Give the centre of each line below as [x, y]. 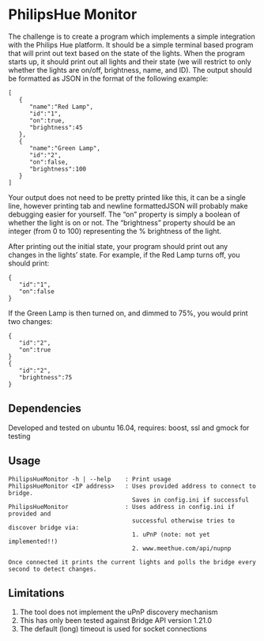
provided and [30, 514]
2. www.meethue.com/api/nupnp [181, 548]
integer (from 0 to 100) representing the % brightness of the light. [115, 231]
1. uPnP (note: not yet [171, 534]
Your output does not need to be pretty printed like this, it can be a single [127, 197]
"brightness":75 [45, 377]
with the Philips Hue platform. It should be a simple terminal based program [131, 44]
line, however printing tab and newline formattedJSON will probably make [128, 205]
